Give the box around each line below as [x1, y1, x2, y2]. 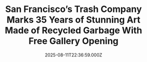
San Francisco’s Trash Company [5, 3, 142, 15]
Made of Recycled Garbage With [4, 25, 142, 36]
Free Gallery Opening [28, 35, 118, 47]
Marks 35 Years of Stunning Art [6, 14, 140, 25]
